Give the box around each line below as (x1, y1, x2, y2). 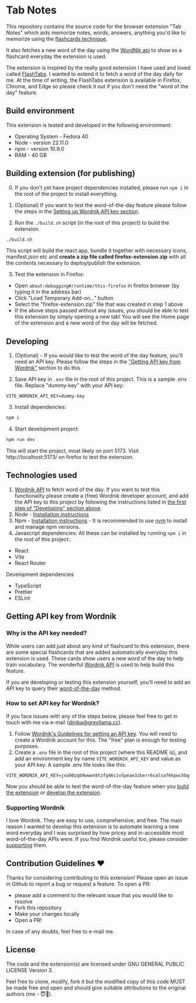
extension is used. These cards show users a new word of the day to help (6, 654, 184, 661)
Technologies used (6, 470, 77, 480)
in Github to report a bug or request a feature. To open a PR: (6, 880, 151, 887)
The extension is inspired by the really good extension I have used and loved (6, 64, 191, 71)
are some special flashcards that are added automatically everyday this (6, 649, 178, 656)
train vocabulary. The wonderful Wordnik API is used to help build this (6, 661, 174, 668)
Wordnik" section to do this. (14, 364, 82, 371)
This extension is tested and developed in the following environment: (6, 121, 172, 129)
